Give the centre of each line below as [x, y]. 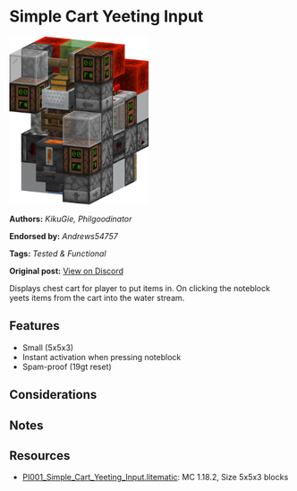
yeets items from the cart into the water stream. [97, 297]
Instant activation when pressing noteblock [102, 357]
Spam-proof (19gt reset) [67, 366]
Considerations [53, 395]
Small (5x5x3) [48, 348]
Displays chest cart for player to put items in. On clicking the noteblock [140, 288]
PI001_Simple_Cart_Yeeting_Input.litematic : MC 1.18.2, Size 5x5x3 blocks [155, 478]
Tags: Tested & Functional [58, 254]
